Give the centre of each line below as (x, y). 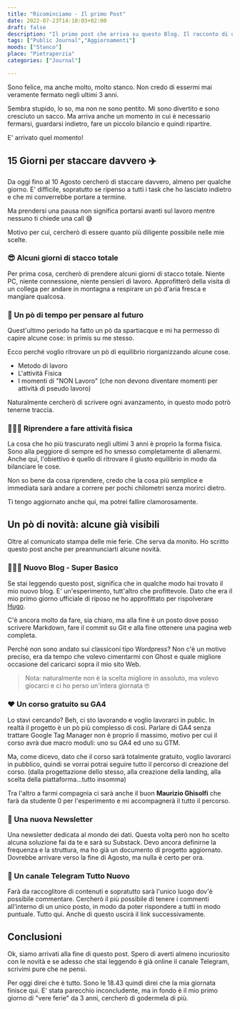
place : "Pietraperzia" (41, 54)
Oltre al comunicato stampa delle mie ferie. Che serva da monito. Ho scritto (118, 542)
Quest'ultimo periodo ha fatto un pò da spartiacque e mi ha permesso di (114, 331)
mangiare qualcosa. (36, 296)
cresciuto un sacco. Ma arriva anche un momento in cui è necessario (109, 116)
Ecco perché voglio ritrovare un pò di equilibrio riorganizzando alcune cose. (119, 352)
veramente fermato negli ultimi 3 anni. (63, 94)
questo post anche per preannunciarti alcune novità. (85, 549)
